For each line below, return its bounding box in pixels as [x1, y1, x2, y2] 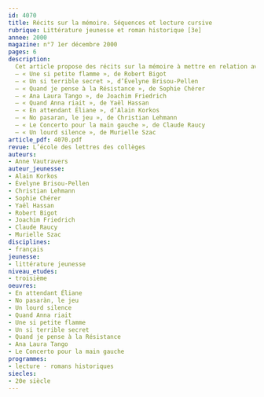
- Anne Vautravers [8, 158, 68, 166]
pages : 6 [8, 48, 37, 56]
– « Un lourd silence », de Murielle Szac [15, 128, 156, 136]
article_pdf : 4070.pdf [8, 135, 82, 144]
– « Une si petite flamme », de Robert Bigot [15, 70, 167, 78]
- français [8, 245, 44, 253]
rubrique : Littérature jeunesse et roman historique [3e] [8, 26, 202, 34]
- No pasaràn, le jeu [8, 296, 79, 304]
